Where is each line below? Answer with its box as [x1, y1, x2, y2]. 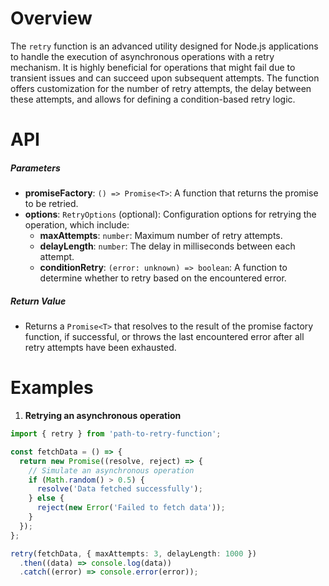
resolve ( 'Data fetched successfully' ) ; [36, 484, 203, 494]
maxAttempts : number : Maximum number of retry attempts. [39, 230, 283, 242]
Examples [10, 377, 94, 399]
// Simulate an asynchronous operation [28, 465, 195, 476]
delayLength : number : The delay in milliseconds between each [39, 240, 296, 252]
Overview [10, 7, 93, 30]
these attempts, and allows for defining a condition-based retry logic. [10, 93, 296, 105]
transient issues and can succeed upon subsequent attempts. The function [10, 72, 320, 84]
